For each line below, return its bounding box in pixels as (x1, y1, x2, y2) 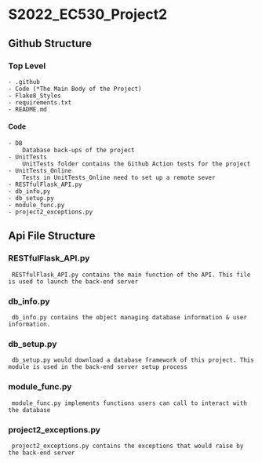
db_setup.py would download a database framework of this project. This (11, 356, 255, 364)
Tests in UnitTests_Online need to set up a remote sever (22, 174, 216, 182)
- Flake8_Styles (8, 92, 61, 100)
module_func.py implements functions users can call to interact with (11, 399, 247, 407)
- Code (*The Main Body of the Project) (8, 85, 143, 93)
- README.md (8, 105, 47, 113)
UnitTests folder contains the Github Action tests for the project (22, 160, 251, 168)
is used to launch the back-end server (8, 277, 139, 286)
